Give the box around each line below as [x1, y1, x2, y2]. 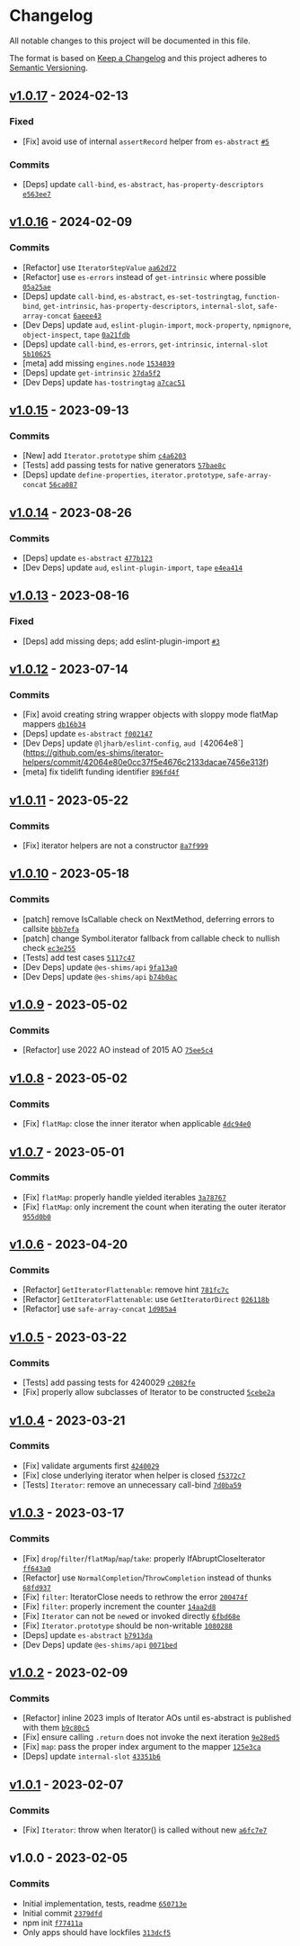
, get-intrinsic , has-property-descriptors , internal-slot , [39, 300, 256, 311]
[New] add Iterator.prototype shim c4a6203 [22, 450, 187, 461]
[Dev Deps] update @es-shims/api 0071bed [22, 1639, 178, 1650]
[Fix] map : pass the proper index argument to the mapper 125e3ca [22, 1742, 262, 1752]
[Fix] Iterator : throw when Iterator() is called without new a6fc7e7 [22, 1824, 268, 1835]
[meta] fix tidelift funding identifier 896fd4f [22, 766, 180, 777]
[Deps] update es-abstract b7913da [22, 1629, 153, 1640]
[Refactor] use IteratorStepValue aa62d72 [22, 262, 177, 273]
